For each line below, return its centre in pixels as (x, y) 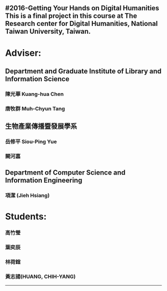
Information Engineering (44, 180)
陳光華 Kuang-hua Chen (34, 94)
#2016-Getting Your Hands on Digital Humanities (82, 8)
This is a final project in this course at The (71, 16)
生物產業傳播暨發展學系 (41, 126)
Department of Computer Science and (65, 173)
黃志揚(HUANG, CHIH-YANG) (41, 277)
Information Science (37, 79)
